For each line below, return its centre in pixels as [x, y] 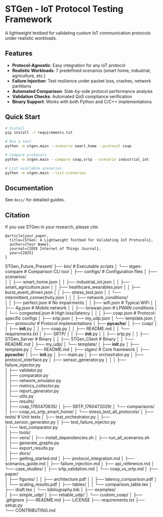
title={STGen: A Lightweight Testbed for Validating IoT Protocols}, [81, 240]
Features [19, 54]
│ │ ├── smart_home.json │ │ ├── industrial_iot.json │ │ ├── [67, 282]
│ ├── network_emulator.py [33, 381]
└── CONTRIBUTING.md [30, 510]
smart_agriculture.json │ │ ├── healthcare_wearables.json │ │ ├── [73, 287]
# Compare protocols [26, 155]
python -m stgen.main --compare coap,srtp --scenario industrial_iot [77, 159]
